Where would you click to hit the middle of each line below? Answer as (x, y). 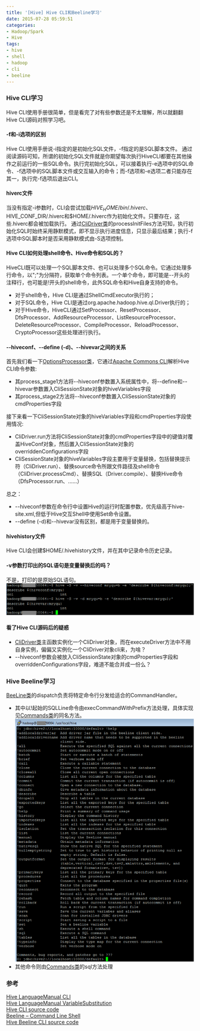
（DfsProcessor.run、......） (49, 481)
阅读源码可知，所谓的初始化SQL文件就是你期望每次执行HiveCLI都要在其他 (97, 156)
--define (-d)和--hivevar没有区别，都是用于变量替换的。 (84, 522)
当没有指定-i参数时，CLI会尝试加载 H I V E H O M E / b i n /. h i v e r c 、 (79, 208)
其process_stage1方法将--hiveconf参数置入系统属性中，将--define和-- (101, 382)
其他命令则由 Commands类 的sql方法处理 (64, 966)
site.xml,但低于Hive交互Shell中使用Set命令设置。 (75, 514)
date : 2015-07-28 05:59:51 (40, 19)
